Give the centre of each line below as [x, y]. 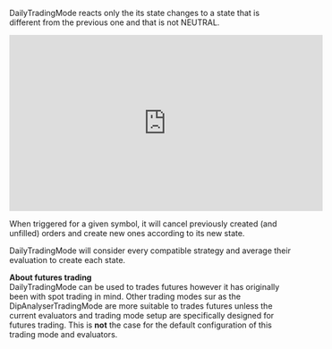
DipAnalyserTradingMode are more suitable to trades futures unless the [141, 306]
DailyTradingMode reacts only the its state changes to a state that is [135, 13]
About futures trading [51, 277]
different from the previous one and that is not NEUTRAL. [115, 22]
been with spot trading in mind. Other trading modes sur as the [125, 296]
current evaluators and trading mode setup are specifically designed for [142, 315]
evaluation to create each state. [68, 260]
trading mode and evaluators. [64, 334]
